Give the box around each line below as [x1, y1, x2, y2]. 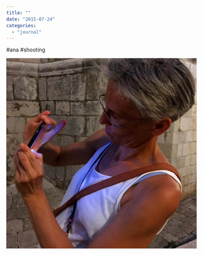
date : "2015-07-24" [6, 16, 56, 22]
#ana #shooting [6, 46, 45, 54]
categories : [6, 22, 36, 28]
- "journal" [11, 29, 42, 35]
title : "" [6, 10, 31, 16]
